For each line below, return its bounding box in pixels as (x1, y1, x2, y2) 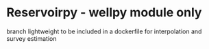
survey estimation (6, 34, 57, 42)
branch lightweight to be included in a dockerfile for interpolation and (6, 27, 202, 35)
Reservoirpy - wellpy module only (6, 5, 202, 20)
